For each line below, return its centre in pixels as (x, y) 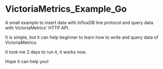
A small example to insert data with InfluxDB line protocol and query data (79, 23)
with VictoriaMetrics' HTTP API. (37, 27)
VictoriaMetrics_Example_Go (66, 9)
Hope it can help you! (27, 61)
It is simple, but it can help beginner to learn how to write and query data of (82, 37)
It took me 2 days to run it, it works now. (46, 52)
